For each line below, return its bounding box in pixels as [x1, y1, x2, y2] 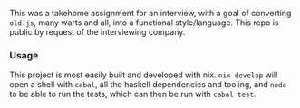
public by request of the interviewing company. [9, 27, 186, 37]
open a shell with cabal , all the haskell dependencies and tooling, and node [9, 79, 287, 90]
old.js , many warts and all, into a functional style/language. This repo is [9, 17, 279, 28]
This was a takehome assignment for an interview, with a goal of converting [9, 8, 292, 18]
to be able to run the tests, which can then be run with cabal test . [9, 89, 256, 100]
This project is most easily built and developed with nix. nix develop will [9, 69, 278, 80]
